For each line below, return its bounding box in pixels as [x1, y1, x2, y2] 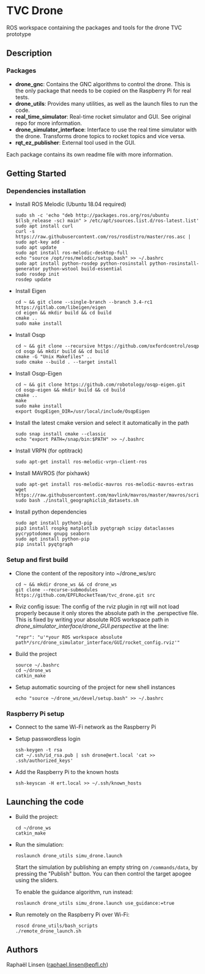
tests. [15, 93, 29, 101]
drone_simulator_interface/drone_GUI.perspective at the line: [15, 622, 170, 630]
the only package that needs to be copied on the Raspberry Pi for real [15, 87, 192, 94]
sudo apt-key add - [15, 239, 65, 245]
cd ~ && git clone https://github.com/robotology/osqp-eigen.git [15, 382, 185, 388]
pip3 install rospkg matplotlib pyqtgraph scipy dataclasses [15, 525, 175, 532]
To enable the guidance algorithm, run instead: [15, 888, 133, 896]
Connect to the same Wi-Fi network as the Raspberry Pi [15, 723, 156, 731]
